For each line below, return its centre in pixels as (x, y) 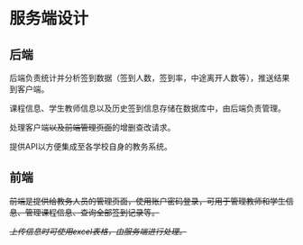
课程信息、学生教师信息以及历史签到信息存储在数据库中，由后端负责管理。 (147, 108)
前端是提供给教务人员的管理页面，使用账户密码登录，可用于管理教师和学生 (147, 201)
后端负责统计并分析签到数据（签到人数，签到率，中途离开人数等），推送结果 (150, 78)
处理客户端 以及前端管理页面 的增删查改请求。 (92, 127)
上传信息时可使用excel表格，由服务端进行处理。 (98, 231)
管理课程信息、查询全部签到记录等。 (92, 212)
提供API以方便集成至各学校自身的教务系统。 (91, 146)
